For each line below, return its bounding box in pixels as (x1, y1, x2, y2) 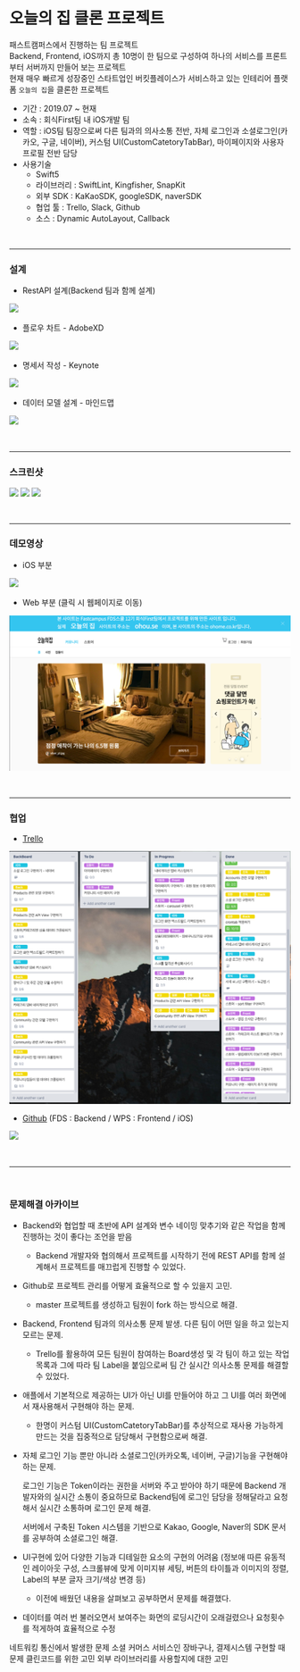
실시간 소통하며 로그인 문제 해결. (38, 1502, 152, 1514)
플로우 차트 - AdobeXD (21, 322, 104, 333)
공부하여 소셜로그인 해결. (31, 1533, 119, 1543)
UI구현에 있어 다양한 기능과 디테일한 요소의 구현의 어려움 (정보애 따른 (21, 1551, 262, 1563)
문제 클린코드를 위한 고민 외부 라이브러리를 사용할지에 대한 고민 (9, 1653, 229, 1664)
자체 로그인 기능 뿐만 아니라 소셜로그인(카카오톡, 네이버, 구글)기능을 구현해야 (21, 1450, 288, 1461)
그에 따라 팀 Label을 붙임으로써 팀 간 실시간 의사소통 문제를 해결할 (59, 1359, 289, 1371)
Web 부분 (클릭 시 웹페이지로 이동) (21, 597, 143, 607)
